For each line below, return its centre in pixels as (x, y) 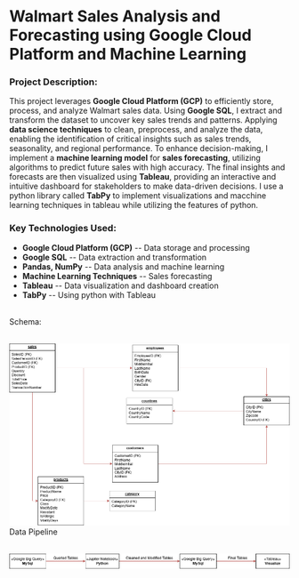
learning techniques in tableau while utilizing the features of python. (134, 205)
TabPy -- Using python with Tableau (89, 294)
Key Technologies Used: (63, 229)
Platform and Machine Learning (128, 54)
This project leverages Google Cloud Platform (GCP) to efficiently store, (141, 101)
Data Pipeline (33, 532)
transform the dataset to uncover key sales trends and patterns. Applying (143, 120)
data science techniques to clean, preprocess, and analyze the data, (136, 130)
